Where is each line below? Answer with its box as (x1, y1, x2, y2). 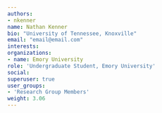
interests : (7, 43, 39, 50)
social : (7, 69, 30, 76)
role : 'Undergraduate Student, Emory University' (7, 62, 156, 69)
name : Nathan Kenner (7, 23, 68, 30)
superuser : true (7, 75, 55, 83)
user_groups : (7, 82, 46, 89)
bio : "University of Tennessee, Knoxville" (7, 29, 137, 37)
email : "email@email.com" (7, 36, 83, 44)
